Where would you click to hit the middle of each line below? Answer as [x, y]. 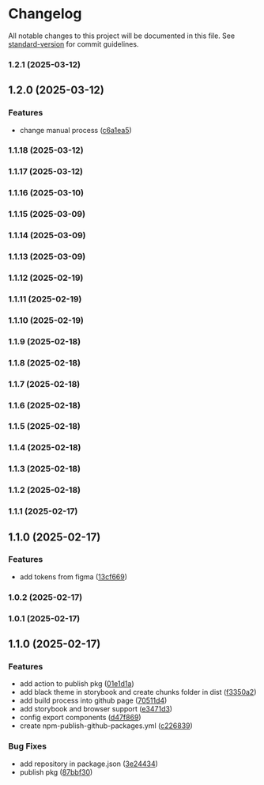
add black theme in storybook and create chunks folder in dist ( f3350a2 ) [138, 692]
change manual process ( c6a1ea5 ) [75, 130]
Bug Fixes [28, 746]
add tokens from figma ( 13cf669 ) [74, 576]
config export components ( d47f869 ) [80, 718]
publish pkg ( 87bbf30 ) [56, 772]
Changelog [45, 14]
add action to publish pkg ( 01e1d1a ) [77, 684]
